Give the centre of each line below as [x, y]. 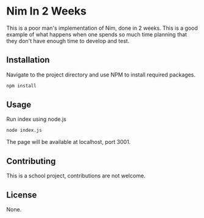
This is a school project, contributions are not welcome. [76, 176]
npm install [21, 86]
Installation [28, 60]
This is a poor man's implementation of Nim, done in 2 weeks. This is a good [102, 28]
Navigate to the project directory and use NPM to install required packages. [101, 75]
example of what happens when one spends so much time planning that [97, 34]
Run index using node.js [37, 119]
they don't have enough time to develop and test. [68, 41]
